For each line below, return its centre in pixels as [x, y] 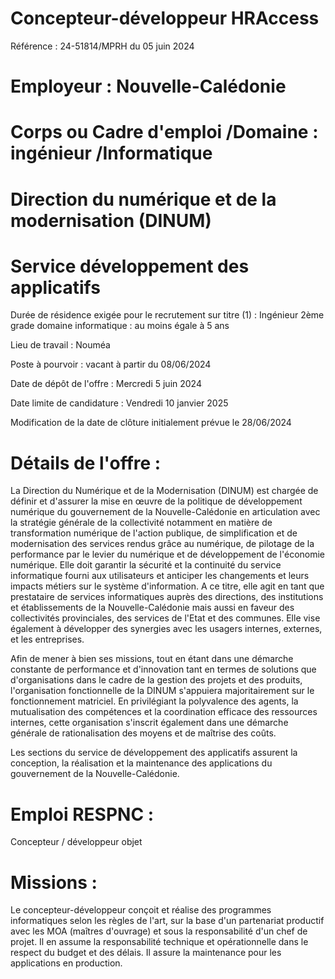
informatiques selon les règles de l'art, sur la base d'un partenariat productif [167, 921]
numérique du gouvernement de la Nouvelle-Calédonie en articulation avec [165, 512]
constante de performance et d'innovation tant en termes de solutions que [163, 669]
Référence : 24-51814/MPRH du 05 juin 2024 [102, 46]
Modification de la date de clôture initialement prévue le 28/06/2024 [151, 423]
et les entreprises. [47, 639]
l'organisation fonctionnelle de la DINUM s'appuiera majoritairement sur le [162, 691]
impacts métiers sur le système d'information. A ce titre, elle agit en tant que [167, 586]
